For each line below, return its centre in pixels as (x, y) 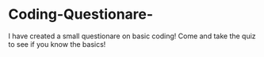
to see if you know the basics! (57, 44)
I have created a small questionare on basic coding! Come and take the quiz (132, 36)
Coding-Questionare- (81, 14)
